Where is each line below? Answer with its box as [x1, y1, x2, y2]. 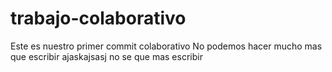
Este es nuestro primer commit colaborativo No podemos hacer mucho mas [10, 40, 323, 52]
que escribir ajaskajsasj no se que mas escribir [10, 50, 203, 62]
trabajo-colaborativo [10, 7, 187, 30]
